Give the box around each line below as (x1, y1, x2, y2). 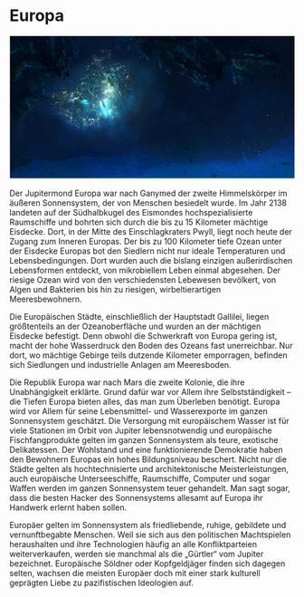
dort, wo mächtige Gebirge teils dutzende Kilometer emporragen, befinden (9, 350, 288, 361)
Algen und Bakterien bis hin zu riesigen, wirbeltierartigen (9, 284, 222, 294)
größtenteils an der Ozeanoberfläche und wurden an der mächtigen (9, 321, 261, 332)
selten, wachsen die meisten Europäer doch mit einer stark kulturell (9, 567, 261, 578)
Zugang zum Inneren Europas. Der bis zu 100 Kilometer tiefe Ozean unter (9, 236, 282, 246)
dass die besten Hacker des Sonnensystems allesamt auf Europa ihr (9, 492, 264, 503)
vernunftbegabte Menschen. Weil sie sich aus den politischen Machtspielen (9, 529, 291, 540)
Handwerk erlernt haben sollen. (9, 502, 128, 513)
